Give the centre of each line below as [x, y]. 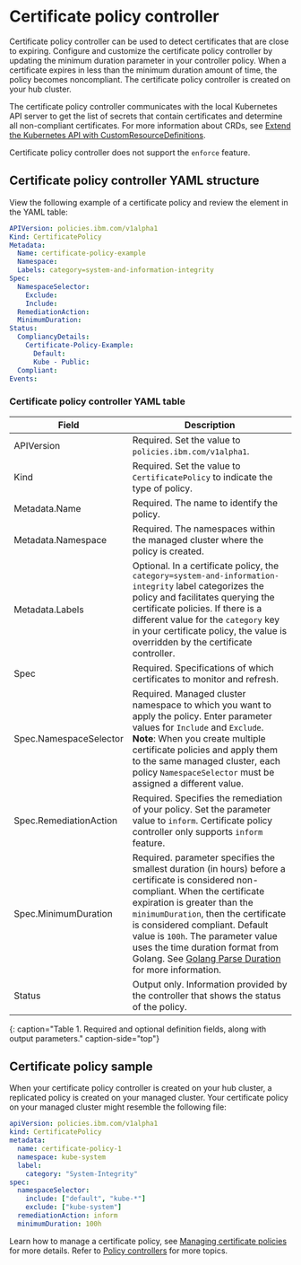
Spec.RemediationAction [66, 821]
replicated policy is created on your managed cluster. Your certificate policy [149, 1098]
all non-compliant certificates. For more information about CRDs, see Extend [150, 125]
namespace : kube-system [61, 1157]
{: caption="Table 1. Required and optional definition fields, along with [138, 1029]
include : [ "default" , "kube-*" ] [86, 1199]
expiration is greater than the [193, 902]
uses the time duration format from [206, 947]
